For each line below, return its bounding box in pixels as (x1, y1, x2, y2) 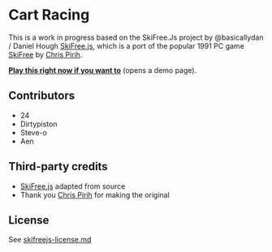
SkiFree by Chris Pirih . (8, 49, 83, 59)
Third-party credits (8, 160, 108, 173)
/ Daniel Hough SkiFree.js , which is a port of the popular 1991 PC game (8, 41, 245, 50)
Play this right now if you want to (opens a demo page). (8, 65, 197, 75)
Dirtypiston (19, 119, 58, 129)
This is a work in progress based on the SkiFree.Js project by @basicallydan (8, 32, 264, 42)
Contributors (8, 89, 76, 103)
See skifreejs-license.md (8, 235, 92, 245)
